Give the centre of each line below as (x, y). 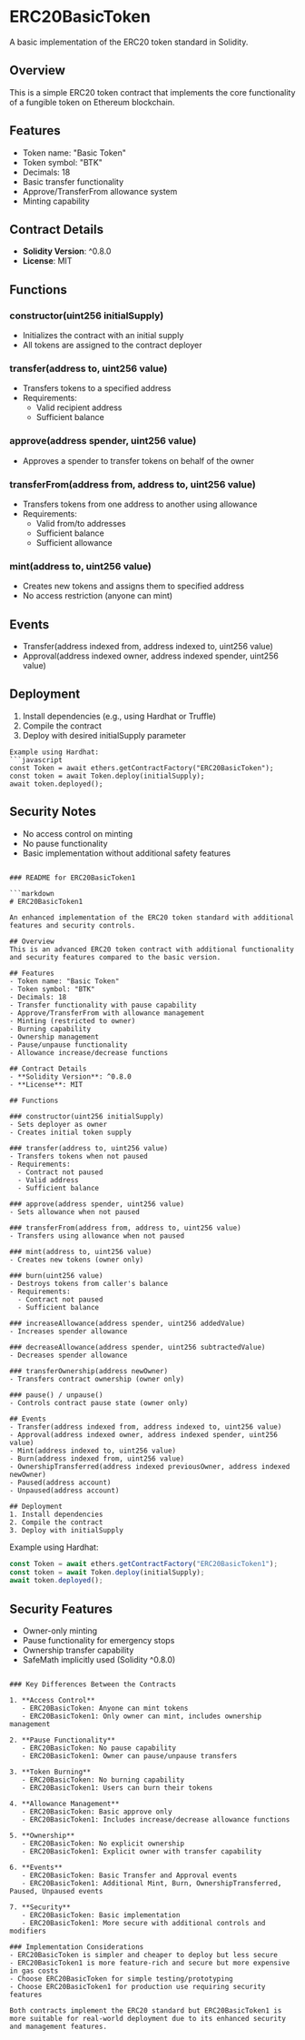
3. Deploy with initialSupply (67, 1530)
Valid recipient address (79, 407)
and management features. (58, 2027)
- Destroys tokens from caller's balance (89, 1283)
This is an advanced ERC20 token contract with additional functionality (152, 949)
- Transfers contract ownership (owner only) (97, 1379)
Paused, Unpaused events (56, 1892)
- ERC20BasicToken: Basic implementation (101, 1915)
